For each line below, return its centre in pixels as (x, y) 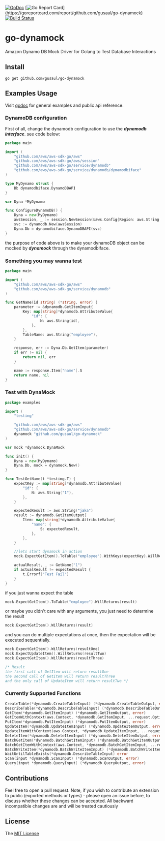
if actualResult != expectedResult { (53, 570)
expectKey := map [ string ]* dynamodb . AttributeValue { (68, 484)
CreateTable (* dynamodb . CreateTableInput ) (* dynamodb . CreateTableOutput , (81, 704)
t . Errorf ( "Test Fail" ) (46, 574)
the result (15, 616)
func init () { (20, 456)
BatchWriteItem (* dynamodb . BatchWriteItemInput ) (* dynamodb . (68, 749)
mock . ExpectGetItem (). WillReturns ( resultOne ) (52, 649)
